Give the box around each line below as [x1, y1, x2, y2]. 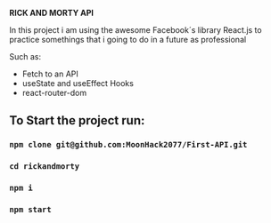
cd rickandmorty [9, 162, 80, 171]
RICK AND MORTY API [9, 8, 94, 18]
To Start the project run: [9, 113, 145, 128]
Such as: [9, 52, 42, 61]
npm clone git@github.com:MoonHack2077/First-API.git [9, 139, 248, 150]
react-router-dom [21, 88, 87, 98]
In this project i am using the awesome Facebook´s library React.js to [9, 25, 262, 35]
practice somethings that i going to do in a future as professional [9, 35, 247, 44]
